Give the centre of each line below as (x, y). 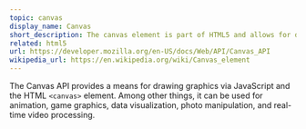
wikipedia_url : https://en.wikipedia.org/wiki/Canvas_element (130, 60)
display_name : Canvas (51, 26)
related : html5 (38, 43)
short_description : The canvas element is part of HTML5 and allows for (150, 35)
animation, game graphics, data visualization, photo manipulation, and (141, 105)
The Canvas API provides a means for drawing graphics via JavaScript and (150, 86)
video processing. (61, 115)
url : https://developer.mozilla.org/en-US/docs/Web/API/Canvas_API (140, 52)
